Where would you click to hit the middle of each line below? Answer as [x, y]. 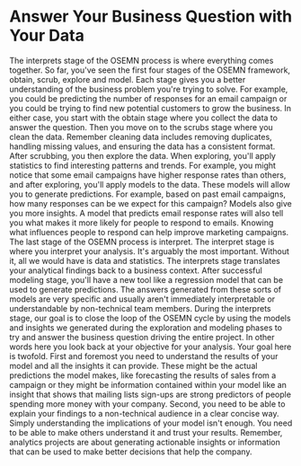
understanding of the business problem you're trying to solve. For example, [149, 89]
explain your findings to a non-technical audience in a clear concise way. [144, 413]
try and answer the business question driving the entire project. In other [142, 337]
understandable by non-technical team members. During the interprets [140, 308]
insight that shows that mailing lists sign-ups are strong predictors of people [150, 394]
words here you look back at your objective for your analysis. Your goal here [150, 347]
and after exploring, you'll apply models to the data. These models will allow [150, 184]
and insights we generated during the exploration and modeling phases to [146, 327]
